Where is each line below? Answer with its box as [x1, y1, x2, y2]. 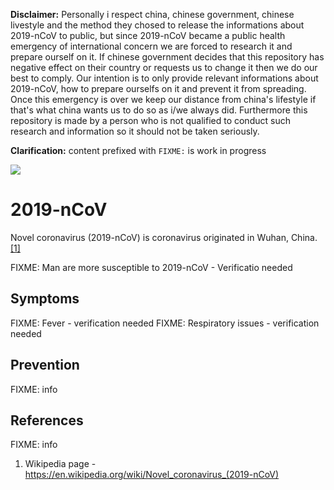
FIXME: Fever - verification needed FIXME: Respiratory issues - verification [10, 317, 320, 329]
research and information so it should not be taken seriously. [10, 125, 260, 137]
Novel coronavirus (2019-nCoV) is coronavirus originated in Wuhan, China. [10, 231, 318, 243]
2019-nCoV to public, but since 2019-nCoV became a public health [10, 30, 286, 41]
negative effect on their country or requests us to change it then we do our [10, 62, 318, 73]
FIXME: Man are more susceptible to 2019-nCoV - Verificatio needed [10, 261, 293, 273]
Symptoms [10, 290, 80, 308]
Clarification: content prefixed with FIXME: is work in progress [10, 145, 267, 156]
